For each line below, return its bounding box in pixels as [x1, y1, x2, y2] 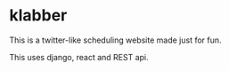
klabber [9, 5, 68, 26]
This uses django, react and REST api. [9, 51, 149, 62]
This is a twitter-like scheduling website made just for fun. [9, 35, 222, 45]
